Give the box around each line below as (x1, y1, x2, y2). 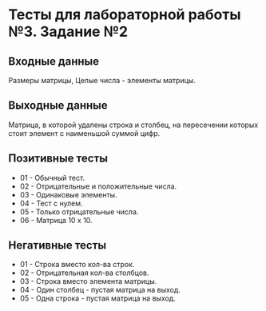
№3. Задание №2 (8, 22, 129, 41)
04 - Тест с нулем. (19, 198, 83, 208)
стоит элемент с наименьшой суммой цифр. (8, 128, 161, 138)
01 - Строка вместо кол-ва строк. (19, 260, 135, 269)
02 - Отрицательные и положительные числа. (19, 181, 177, 191)
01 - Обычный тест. (19, 173, 85, 182)
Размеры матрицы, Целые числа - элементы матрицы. (8, 76, 196, 85)
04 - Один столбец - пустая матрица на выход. (19, 285, 181, 295)
